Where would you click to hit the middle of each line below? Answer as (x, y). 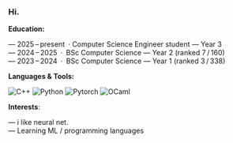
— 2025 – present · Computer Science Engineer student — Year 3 (115, 44)
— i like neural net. (38, 122)
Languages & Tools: (41, 77)
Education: (26, 29)
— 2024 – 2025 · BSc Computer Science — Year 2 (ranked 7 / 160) (116, 53)
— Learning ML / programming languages (76, 131)
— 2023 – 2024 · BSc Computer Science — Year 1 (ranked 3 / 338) (117, 61)
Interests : (24, 107)
